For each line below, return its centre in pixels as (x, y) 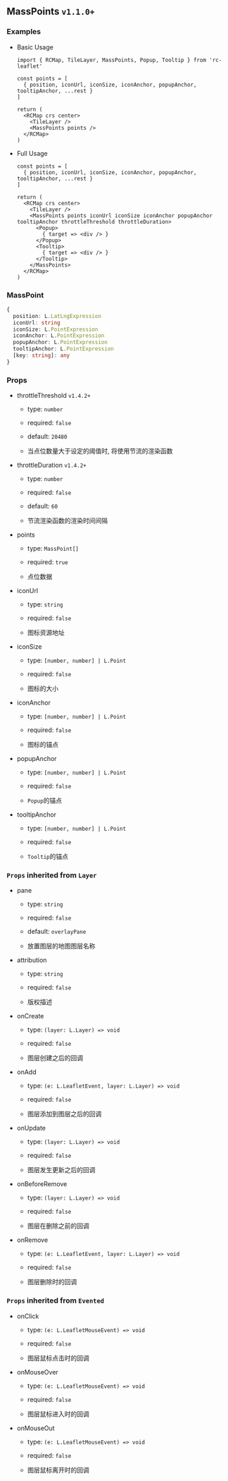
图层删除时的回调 (52, 1282)
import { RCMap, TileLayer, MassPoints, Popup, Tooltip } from (112, 60)
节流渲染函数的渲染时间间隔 (68, 520)
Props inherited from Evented (56, 1300)
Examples (24, 32)
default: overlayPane (57, 932)
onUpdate (31, 1128)
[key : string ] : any (42, 355)
